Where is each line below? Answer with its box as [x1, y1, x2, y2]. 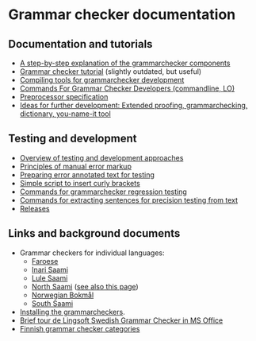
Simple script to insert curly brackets [19, 178, 140, 188]
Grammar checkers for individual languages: [19, 248, 165, 258]
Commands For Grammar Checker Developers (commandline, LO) [19, 83, 235, 93]
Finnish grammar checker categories [19, 324, 140, 333]
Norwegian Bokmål [31, 290, 94, 300]
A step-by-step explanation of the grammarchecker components [19, 58, 231, 68]
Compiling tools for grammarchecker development [19, 76, 185, 84]
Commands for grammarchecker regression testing [19, 187, 188, 196]
